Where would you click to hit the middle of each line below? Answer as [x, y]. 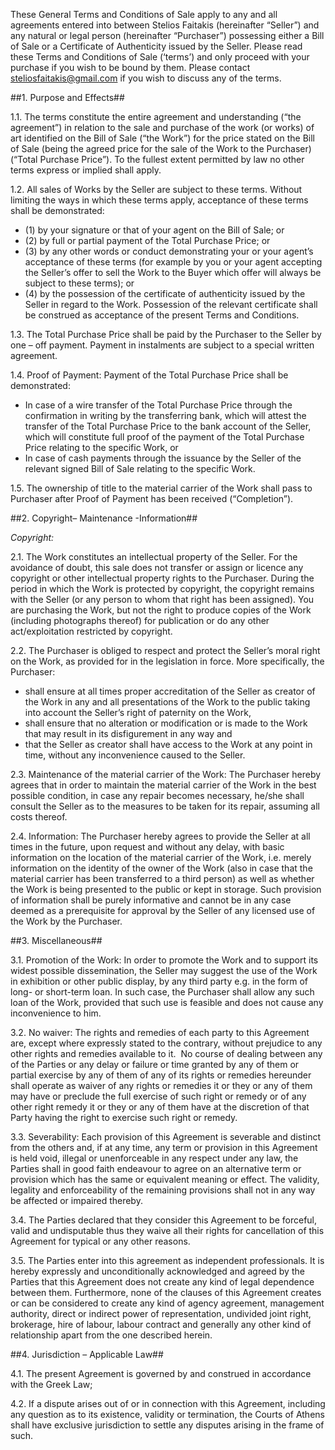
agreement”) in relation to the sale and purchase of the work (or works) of [162, 127]
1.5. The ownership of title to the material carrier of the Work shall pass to [161, 488]
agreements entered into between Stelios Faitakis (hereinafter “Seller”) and [165, 25]
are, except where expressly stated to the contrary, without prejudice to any [166, 1043]
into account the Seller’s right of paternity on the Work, [138, 712]
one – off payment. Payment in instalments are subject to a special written [162, 345]
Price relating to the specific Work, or [101, 447]
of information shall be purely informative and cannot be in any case [151, 900]
